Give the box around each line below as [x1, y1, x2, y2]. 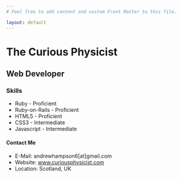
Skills [6, 87, 23, 95]
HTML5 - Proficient [14, 113, 63, 120]
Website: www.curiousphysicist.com [14, 158, 104, 165]
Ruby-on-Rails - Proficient [14, 107, 79, 114]
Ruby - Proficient [14, 100, 57, 107]
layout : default [6, 19, 46, 26]
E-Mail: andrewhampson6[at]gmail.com [14, 152, 112, 160]
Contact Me [6, 139, 36, 146]
